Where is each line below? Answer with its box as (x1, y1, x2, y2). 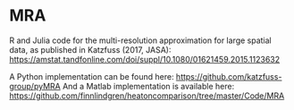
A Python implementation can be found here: (9, 71, 174, 81)
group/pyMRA (9, 80, 61, 91)
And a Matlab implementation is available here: (62, 80, 235, 91)
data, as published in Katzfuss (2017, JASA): (9, 44, 172, 55)
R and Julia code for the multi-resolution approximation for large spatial (9, 35, 272, 46)
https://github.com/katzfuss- (175, 71, 282, 81)
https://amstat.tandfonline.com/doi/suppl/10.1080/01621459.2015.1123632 (9, 54, 281, 64)
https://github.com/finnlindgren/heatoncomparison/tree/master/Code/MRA (9, 90, 285, 101)
